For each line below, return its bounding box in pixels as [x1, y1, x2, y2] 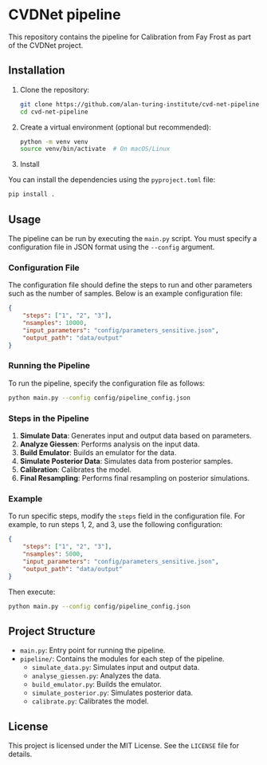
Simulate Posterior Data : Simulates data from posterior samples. [19, 456, 234, 466]
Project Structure [8, 624, 96, 638]
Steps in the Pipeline [8, 413, 89, 424]
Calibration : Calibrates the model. [19, 465, 132, 474]
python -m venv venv [19, 137, 88, 145]
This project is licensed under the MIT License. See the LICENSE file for [8, 741, 239, 750]
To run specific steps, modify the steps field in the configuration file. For [8, 511, 245, 521]
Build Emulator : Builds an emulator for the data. [19, 447, 177, 457]
